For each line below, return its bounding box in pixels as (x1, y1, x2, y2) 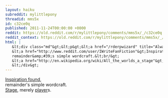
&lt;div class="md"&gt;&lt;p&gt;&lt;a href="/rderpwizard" (11, 44, 137, 49)
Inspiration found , (5, 77, 41, 83)
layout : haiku (5, 7, 35, 12)
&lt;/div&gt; (11, 63, 39, 68)
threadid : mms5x (5, 16, 39, 21)
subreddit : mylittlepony (5, 12, 57, 17)
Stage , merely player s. (5, 87, 51, 93)
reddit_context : (5, 35, 39, 40)
